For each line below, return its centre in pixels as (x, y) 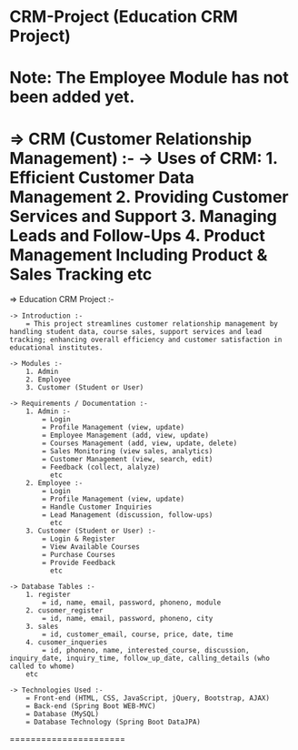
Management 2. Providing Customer (149, 197)
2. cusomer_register (65, 611)
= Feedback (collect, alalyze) (101, 467)
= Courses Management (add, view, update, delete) (140, 443)
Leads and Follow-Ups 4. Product (138, 235)
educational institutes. (56, 348)
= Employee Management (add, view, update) (125, 436)
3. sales (42, 627)
